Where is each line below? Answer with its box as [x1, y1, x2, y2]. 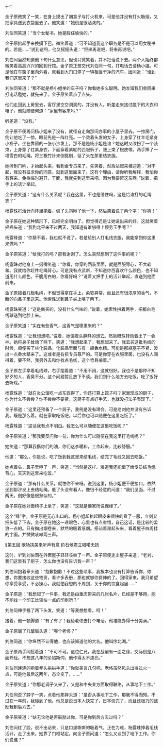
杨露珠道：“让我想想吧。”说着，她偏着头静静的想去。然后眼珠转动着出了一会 [5, 333, 156, 339]
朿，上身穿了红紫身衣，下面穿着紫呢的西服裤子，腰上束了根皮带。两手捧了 [5, 147, 154, 152]
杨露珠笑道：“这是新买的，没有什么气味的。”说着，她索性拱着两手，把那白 [5, 306, 151, 312]
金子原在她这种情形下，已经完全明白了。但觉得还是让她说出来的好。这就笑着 [5, 218, 158, 224]
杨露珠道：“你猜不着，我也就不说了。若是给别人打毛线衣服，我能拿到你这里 [5, 235, 156, 240]
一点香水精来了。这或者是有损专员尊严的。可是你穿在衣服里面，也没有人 [9, 351, 154, 357]
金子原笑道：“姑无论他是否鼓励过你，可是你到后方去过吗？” [5, 714, 124, 720]
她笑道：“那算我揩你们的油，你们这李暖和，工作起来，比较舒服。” [5, 443, 134, 449]
